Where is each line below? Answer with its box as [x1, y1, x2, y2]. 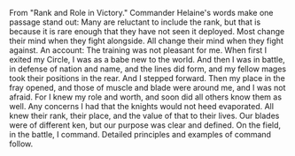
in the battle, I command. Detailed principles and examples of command [9, 130, 272, 139]
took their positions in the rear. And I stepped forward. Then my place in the [9, 73, 285, 83]
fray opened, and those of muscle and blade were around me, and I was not [9, 83, 286, 93]
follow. [9, 138, 34, 149]
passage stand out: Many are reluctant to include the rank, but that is [9, 17, 261, 27]
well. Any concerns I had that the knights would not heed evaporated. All [9, 101, 275, 111]
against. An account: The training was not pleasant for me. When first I [9, 45, 268, 56]
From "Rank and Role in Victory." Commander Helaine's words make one [9, 8, 274, 18]
